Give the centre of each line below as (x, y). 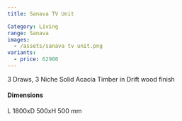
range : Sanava (28, 33)
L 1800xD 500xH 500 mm (45, 111)
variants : (22, 53)
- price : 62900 (36, 59)
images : (19, 39)
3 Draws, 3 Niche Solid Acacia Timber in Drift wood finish (91, 79)
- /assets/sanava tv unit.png (58, 46)
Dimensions (25, 95)
